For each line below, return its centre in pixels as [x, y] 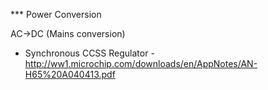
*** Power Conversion [56, 14]
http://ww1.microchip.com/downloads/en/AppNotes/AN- [141, 63]
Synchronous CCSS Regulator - [89, 53]
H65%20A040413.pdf [70, 74]
